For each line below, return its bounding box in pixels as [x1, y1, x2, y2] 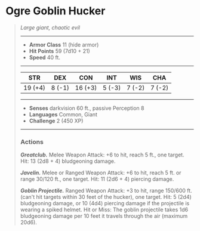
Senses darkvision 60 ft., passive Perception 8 [29, 104, 144, 112]
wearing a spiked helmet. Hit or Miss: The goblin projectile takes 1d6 [20, 206, 189, 213]
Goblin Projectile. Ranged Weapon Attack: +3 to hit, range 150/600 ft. [20, 187, 192, 195]
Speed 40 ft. [29, 54, 61, 61]
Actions [20, 137, 44, 146]
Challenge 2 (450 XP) [29, 117, 84, 124]
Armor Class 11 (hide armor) [29, 41, 99, 48]
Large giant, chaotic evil [20, 24, 80, 31]
